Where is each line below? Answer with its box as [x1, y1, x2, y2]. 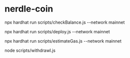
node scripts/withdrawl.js [4, 47, 56, 53]
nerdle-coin [4, 3, 53, 14]
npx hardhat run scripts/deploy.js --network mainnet [4, 29, 110, 34]
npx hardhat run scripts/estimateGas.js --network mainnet [4, 38, 122, 44]
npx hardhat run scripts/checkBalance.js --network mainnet [4, 19, 125, 25]
